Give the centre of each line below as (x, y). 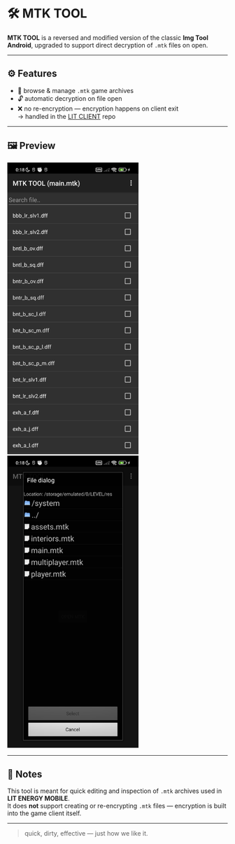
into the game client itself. (44, 813)
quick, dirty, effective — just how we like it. (86, 833)
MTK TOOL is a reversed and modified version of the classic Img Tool (108, 37)
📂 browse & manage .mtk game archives (76, 90)
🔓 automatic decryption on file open (70, 98)
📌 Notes (25, 774)
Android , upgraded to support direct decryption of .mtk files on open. (108, 45)
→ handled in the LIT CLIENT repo (66, 116)
